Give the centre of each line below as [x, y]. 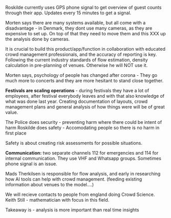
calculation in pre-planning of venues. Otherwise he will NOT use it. [77, 65]
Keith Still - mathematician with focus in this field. [57, 200]
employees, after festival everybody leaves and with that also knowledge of [85, 96]
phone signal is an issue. [31, 164]
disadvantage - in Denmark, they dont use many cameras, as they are [79, 28]
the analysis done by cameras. [38, 39]
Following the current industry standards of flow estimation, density [77, 60]
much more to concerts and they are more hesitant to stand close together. [84, 81]
